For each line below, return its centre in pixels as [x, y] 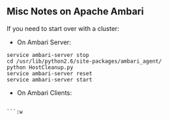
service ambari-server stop [48, 55]
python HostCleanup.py [40, 67]
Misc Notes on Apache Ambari [75, 12]
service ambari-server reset [49, 73]
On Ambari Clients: [44, 93]
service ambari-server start [49, 79]
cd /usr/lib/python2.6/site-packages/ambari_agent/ [84, 61]
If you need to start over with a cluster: [63, 28]
